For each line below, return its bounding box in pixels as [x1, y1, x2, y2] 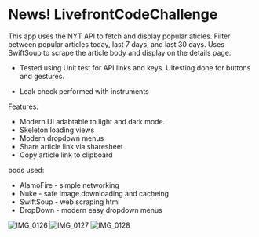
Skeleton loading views [19, 125, 95, 135]
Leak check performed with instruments [19, 86, 149, 95]
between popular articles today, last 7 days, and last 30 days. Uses [8, 39, 225, 48]
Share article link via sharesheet [19, 142, 123, 151]
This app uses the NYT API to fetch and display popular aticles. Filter [8, 31, 231, 41]
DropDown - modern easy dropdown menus [19, 205, 162, 214]
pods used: [8, 165, 45, 174]
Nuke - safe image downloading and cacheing [19, 189, 170, 198]
